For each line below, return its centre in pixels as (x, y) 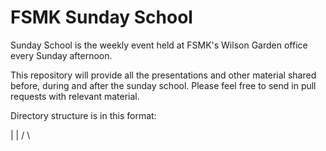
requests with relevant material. (75, 96)
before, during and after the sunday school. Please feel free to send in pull (163, 85)
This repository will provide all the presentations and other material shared (163, 75)
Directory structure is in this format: (83, 115)
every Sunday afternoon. (61, 55)
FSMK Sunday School (101, 17)
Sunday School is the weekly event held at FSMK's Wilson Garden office (159, 45)
